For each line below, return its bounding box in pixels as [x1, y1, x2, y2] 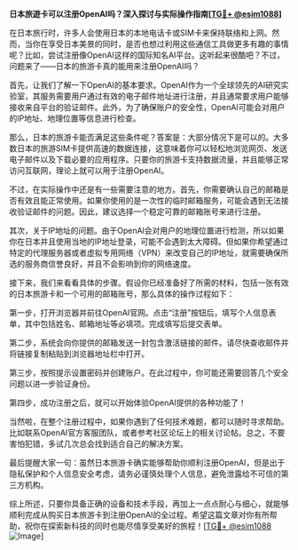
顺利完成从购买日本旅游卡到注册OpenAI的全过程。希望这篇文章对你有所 [9, 510, 271, 520]
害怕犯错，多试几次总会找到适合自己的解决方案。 [9, 439, 188, 449]
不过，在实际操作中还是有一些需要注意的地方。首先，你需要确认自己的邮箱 [9, 184, 281, 195]
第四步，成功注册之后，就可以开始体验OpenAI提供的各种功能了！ [9, 397, 247, 408]
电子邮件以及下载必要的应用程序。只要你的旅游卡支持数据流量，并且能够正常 [9, 155, 289, 164]
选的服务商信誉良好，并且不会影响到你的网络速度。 [9, 259, 196, 269]
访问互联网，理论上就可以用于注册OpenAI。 [9, 165, 169, 176]
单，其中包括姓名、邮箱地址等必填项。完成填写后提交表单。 [9, 319, 227, 329]
